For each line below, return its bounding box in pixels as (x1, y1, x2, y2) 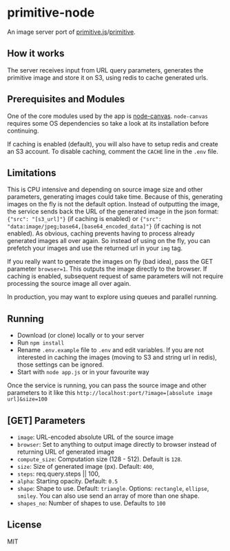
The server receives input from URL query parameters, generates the (7, 66, 204, 74)
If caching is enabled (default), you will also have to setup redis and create (7, 139, 219, 148)
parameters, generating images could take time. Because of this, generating (7, 193, 223, 201)
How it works (7, 48, 65, 59)
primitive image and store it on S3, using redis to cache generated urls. (7, 73, 209, 81)
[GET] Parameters (7, 414, 86, 426)
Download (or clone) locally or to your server (17, 331, 145, 340)
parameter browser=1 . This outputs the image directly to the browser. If (7, 264, 208, 273)
